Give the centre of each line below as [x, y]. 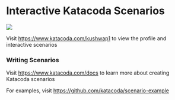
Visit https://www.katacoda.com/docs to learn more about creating [88, 73]
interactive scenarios [32, 44]
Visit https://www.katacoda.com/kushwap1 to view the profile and [86, 38]
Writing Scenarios [33, 60]
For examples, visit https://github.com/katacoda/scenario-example [87, 91]
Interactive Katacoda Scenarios [85, 11]
